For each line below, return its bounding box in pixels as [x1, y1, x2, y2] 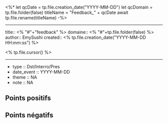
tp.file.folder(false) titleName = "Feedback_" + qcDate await [5, 9, 128, 15]
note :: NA [12, 80, 33, 85]
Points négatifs [5, 111, 53, 119]
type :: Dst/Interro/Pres [12, 64, 60, 69]
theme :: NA [12, 74, 37, 80]
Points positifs [5, 94, 51, 103]
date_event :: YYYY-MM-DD [12, 69, 70, 75]
